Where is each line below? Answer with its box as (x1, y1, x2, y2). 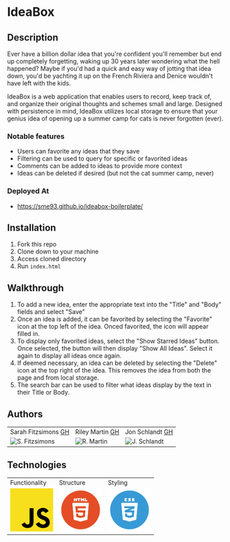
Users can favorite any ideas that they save (16, 147, 140, 156)
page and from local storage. (16, 373, 100, 382)
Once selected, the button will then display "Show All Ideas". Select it (16, 344, 213, 353)
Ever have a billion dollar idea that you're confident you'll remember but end (7, 50, 222, 58)
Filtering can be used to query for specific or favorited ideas (16, 154, 187, 163)
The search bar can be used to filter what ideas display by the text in (16, 381, 211, 389)
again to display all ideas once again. (16, 352, 122, 360)
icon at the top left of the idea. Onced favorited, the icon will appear (16, 322, 209, 331)
